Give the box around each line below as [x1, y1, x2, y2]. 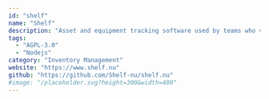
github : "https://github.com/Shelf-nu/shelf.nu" [8, 71, 174, 79]
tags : [8, 34, 26, 42]
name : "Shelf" [8, 19, 56, 27]
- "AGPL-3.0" [15, 42, 59, 49]
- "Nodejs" [15, 49, 52, 57]
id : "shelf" [8, 11, 48, 20]
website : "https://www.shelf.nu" [8, 64, 120, 72]
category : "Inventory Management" [8, 57, 124, 65]
